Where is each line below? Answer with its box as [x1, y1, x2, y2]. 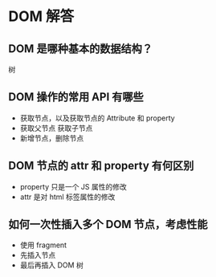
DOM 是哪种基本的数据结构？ [8, 42, 153, 55]
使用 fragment [19, 240, 67, 250]
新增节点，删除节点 [19, 133, 84, 143]
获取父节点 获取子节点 [19, 123, 93, 132]
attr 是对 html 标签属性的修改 [19, 192, 116, 202]
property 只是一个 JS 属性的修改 [19, 181, 127, 191]
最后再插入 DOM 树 [19, 260, 84, 270]
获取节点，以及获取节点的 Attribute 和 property [19, 113, 175, 123]
